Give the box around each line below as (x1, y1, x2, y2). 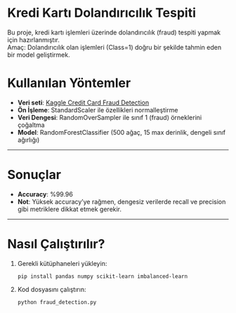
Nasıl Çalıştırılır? (7, 237, 105, 252)
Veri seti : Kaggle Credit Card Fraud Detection (17, 98, 150, 107)
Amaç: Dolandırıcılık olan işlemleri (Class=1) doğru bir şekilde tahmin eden (7, 43, 222, 51)
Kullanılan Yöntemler (7, 75, 131, 91)
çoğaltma (17, 121, 45, 129)
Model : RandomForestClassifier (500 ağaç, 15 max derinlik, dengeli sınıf (17, 128, 226, 136)
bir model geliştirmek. (7, 51, 70, 59)
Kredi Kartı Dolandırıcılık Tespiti (7, 5, 197, 21)
